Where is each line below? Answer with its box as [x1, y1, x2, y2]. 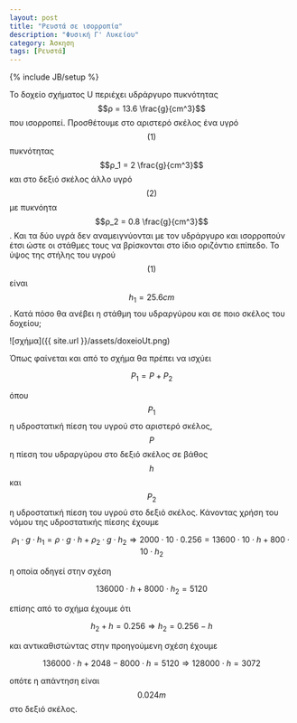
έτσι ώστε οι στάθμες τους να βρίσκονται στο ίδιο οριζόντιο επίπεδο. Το [9, 240, 280, 251]
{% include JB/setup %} [9, 71, 99, 82]
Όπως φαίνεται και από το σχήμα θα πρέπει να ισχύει [9, 352, 212, 363]
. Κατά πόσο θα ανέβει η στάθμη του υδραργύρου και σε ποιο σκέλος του [9, 308, 286, 319]
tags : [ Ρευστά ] [9, 47, 67, 56]
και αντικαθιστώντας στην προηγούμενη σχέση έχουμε [9, 640, 218, 651]
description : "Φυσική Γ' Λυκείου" [9, 30, 140, 39]
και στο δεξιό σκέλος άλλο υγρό [9, 174, 133, 185]
